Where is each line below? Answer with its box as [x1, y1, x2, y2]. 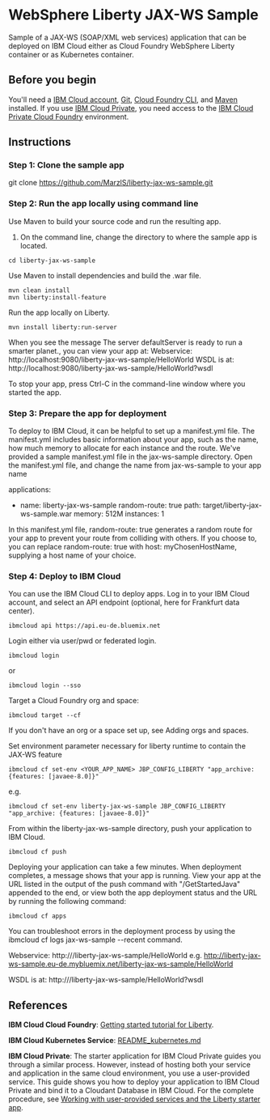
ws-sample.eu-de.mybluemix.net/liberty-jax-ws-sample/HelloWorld [8, 959, 234, 969]
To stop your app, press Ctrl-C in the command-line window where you [8, 379, 246, 388]
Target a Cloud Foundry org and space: [8, 696, 140, 706]
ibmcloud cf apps [8, 912, 67, 920]
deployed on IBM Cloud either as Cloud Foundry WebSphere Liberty [8, 40, 235, 50]
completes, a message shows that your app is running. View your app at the [8, 871, 261, 880]
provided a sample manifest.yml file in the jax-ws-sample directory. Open [8, 452, 253, 462]
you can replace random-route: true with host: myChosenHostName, [8, 542, 237, 552]
